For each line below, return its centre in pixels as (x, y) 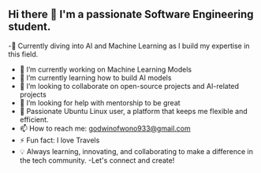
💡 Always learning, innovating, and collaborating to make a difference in (136, 151)
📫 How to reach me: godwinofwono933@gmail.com (105, 128)
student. (30, 27)
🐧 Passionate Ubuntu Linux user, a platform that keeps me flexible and (134, 111)
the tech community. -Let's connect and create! (97, 160)
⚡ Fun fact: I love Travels (60, 140)
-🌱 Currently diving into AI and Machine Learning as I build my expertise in (129, 46)
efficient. (34, 120)
